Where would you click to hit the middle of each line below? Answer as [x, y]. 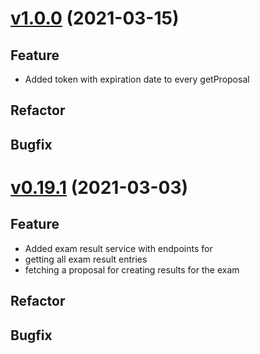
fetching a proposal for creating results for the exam [132, 269]
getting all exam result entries [86, 259]
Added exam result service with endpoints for [118, 248]
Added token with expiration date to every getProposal [137, 79]
